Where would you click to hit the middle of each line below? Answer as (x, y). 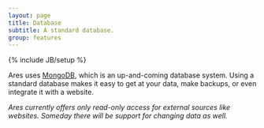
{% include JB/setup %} (47, 60)
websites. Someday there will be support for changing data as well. (118, 116)
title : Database (35, 23)
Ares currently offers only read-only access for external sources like (119, 107)
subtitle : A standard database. (61, 30)
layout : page (30, 15)
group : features (35, 38)
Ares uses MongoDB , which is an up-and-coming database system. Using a (131, 75)
